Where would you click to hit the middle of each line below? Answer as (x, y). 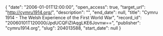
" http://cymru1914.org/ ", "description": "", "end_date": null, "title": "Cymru (82, 12)
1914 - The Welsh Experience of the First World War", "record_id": (74, 18)
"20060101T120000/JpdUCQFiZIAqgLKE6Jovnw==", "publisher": (73, 23)
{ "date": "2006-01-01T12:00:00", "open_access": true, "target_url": (75, 7)
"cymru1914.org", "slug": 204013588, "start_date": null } (63, 28)
